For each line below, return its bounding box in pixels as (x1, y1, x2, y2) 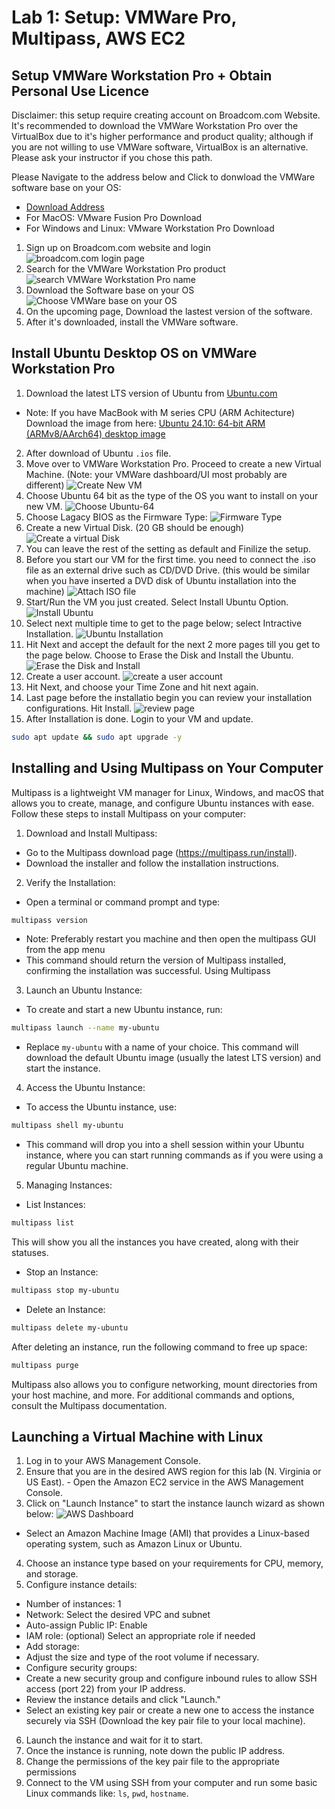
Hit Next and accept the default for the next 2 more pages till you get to (25, 638, 321, 650)
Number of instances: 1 (25, 1598, 122, 1610)
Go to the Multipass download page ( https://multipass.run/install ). (25, 846, 298, 858)
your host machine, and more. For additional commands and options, (11, 1389, 295, 1401)
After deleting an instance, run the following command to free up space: (11, 1341, 308, 1353)
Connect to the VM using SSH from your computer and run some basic (25, 1777, 318, 1789)
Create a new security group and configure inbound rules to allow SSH (25, 1672, 318, 1685)
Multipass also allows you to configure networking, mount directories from (11, 1378, 318, 1390)
